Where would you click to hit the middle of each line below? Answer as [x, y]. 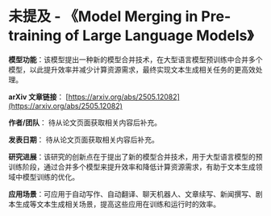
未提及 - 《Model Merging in [103, 17]
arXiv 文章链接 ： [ [38, 97]
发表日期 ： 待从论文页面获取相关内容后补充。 [83, 139]
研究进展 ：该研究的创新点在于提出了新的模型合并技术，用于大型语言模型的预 [135, 156]
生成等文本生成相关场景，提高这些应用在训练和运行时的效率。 [117, 204]
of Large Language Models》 [159, 36]
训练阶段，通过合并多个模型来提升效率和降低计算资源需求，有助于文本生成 [132, 167]
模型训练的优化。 [50, 177]
